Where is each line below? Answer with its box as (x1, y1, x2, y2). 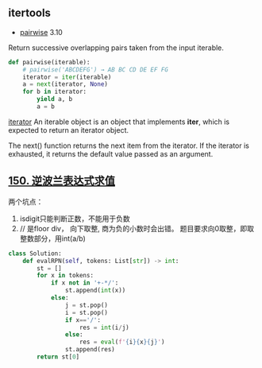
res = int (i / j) (79, 323, 129, 331)
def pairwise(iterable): (8, 58, 91, 66)
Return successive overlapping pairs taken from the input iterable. (8, 43, 225, 52)
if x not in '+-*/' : (50, 279, 119, 287)
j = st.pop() (64, 301, 109, 309)
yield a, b (37, 95, 73, 103)
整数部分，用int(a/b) (19, 234, 86, 243)
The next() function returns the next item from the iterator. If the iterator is (8, 141, 250, 150)
